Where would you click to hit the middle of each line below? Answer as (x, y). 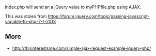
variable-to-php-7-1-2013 (31, 21)
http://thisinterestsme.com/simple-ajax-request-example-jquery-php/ (81, 48)
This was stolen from (26, 16)
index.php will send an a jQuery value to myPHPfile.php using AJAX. (73, 7)
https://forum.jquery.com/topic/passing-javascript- (99, 16)
